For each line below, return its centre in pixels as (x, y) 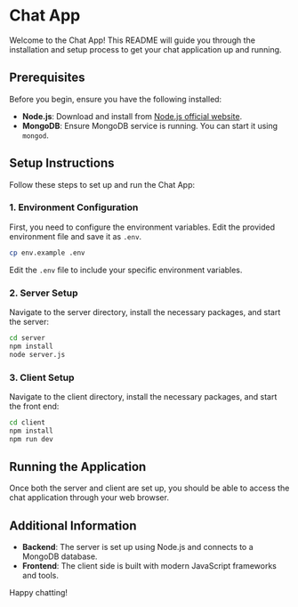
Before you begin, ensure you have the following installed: (116, 99)
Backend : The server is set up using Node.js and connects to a (137, 547)
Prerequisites (47, 78)
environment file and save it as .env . (76, 236)
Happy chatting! (39, 593)
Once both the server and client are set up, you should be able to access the (149, 488)
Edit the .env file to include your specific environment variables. (126, 270)
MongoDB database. (60, 556)
